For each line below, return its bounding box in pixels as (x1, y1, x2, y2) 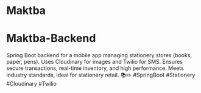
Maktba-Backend (6, 32, 96, 46)
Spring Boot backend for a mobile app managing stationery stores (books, (6, 52, 192, 59)
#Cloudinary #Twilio (6, 80, 57, 88)
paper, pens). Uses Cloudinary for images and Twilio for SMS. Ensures (6, 58, 183, 66)
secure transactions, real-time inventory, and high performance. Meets (6, 64, 184, 72)
